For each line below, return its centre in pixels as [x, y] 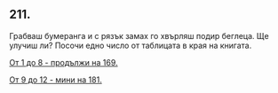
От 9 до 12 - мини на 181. [56, 80]
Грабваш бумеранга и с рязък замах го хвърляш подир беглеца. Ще [139, 35]
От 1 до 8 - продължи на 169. [64, 62]
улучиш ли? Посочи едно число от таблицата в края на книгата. [131, 45]
